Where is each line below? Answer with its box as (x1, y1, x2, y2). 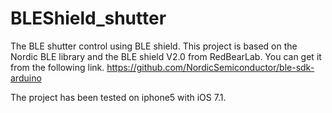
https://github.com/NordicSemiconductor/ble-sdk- (106, 61, 315, 73)
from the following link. (10, 61, 105, 73)
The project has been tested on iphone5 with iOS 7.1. (10, 91, 227, 103)
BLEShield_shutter (10, 7, 167, 30)
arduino (10, 72, 42, 84)
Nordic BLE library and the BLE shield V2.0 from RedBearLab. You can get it (10, 50, 322, 62)
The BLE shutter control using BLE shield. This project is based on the (10, 40, 298, 52)
